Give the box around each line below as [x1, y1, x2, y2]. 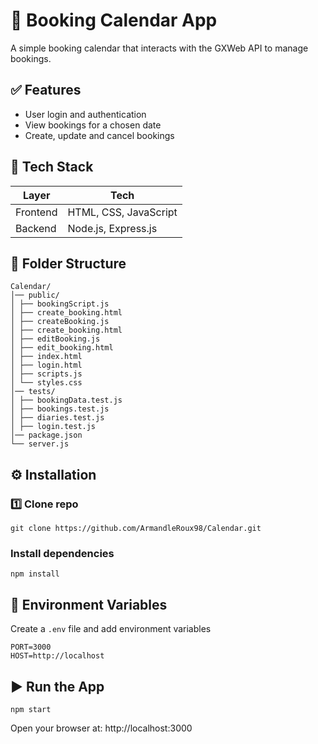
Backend [15, 221, 57, 235]
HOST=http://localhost [10, 651, 105, 661]
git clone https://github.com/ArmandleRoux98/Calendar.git [10, 524, 262, 534]
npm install [10, 569, 60, 579]
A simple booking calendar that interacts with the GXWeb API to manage [10, 42, 309, 54]
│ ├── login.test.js [10, 422, 97, 432]
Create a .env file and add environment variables [10, 623, 212, 635]
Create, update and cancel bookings [24, 129, 175, 141]
